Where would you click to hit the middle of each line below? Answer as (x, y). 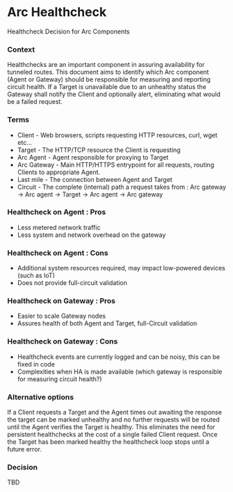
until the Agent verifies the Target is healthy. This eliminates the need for (111, 427)
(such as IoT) (36, 275)
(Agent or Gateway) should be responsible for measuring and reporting (109, 79)
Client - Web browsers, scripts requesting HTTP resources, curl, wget (117, 135)
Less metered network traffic (59, 227)
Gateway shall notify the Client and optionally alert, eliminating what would (114, 94)
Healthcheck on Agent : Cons (58, 253)
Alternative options (41, 397)
